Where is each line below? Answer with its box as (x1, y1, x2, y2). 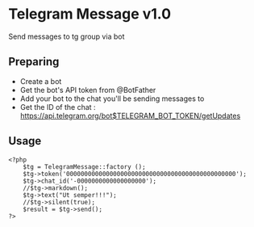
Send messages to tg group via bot (8, 32, 125, 41)
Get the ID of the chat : (19, 102, 96, 111)
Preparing (8, 55, 60, 69)
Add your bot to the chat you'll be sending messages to (19, 94, 205, 103)
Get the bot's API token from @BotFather (19, 85, 156, 95)
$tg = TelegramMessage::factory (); (23, 162, 147, 170)
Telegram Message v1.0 (8, 5, 172, 23)
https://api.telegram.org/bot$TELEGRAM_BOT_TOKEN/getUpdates (19, 111, 241, 120)
